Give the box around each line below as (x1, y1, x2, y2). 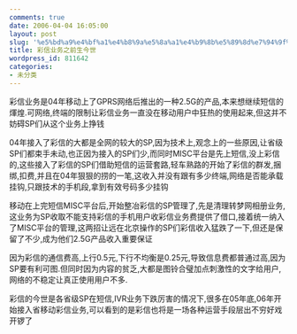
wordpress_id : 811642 (9, 54, 89, 63)
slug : (9, 37, 29, 47)
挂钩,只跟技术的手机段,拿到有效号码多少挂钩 (9, 181, 170, 191)
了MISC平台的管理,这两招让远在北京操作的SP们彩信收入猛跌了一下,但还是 (9, 222, 276, 233)
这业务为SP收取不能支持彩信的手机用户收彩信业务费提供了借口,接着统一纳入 (9, 211, 285, 221)
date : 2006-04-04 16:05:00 (9, 21, 109, 30)
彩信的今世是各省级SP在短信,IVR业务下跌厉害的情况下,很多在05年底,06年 (9, 293, 274, 304)
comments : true (9, 12, 65, 22)
